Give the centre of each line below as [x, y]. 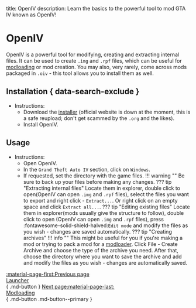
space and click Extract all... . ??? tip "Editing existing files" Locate [106, 207]
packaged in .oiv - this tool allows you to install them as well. [80, 73]
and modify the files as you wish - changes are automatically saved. [105, 262]
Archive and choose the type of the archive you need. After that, [101, 250]
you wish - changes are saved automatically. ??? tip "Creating [98, 231]
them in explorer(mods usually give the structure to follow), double [104, 213]
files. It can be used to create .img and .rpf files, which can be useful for [94, 60]
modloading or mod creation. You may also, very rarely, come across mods [97, 67]
